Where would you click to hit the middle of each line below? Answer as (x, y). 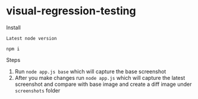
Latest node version (32, 38)
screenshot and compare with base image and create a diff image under (103, 84)
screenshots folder (37, 90)
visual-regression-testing (71, 11)
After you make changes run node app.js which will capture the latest (100, 78)
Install (13, 27)
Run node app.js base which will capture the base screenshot (90, 71)
